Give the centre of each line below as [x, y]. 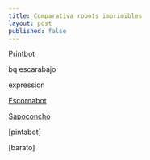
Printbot [22, 54]
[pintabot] [25, 132]
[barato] [22, 148]
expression [27, 85]
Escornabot [27, 101]
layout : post [30, 23]
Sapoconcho [29, 116]
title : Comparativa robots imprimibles [75, 16]
